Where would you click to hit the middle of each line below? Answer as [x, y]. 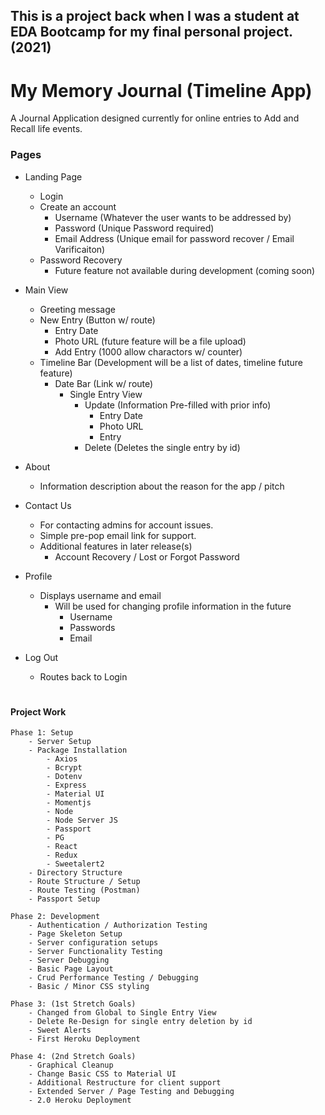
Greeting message [77, 309]
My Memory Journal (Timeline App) [161, 90]
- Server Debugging [69, 960]
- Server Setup [60, 742]
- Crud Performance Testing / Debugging [113, 978]
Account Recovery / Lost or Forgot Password [147, 556]
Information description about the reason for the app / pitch [162, 486]
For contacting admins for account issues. [126, 525]
